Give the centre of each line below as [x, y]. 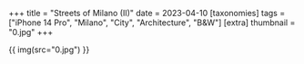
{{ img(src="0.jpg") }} [49, 50]
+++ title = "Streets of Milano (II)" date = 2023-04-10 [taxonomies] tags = [147, 13]
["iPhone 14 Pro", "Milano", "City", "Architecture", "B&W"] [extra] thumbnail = [152, 23]
